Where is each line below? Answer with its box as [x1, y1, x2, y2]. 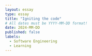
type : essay [5, 12, 29, 17]
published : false [5, 30, 40, 35]
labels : [5, 35, 21, 39]
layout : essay [5, 7, 34, 12]
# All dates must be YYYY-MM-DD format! [5, 20, 88, 26]
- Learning [9, 43, 31, 48]
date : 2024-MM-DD [5, 25, 40, 30]
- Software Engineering [9, 39, 57, 44]
